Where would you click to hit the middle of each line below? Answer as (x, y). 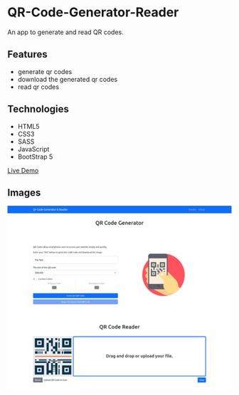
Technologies (38, 109)
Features (27, 54)
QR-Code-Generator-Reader (93, 12)
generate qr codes (45, 71)
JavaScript (33, 149)
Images (24, 193)
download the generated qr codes (68, 79)
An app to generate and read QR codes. (65, 32)
